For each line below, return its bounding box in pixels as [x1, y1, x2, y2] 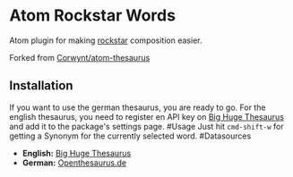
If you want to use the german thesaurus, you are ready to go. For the [9, 102, 266, 113]
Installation [9, 78, 73, 94]
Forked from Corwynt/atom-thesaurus [9, 52, 151, 63]
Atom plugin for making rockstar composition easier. [9, 35, 203, 46]
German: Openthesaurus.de [22, 157, 127, 168]
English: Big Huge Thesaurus [22, 147, 132, 158]
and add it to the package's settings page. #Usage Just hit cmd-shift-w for [9, 121, 284, 131]
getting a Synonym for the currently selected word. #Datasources [9, 131, 252, 141]
